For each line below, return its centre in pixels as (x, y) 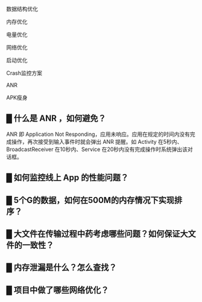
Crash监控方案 (24, 73)
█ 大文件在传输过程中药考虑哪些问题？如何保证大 (97, 233)
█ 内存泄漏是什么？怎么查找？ (62, 268)
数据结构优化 (22, 9)
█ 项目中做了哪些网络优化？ (58, 290)
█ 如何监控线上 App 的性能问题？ (67, 178)
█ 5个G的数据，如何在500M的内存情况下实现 (90, 200)
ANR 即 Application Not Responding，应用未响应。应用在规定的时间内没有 (98, 134)
